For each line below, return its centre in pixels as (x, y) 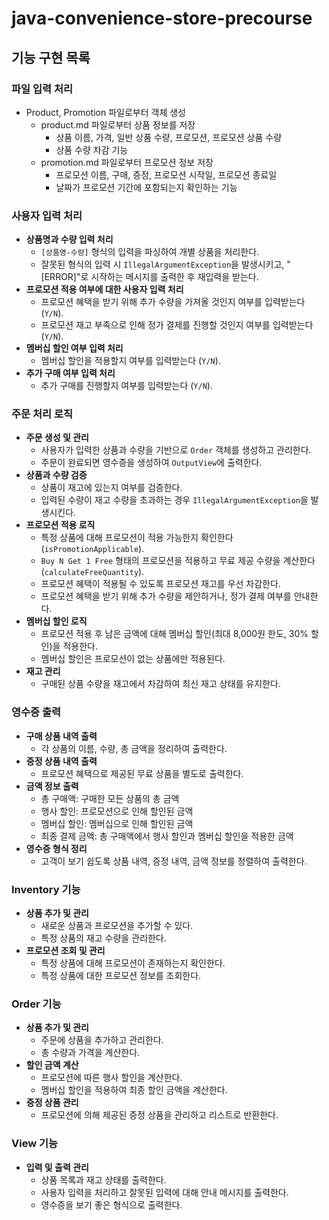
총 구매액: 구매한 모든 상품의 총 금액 (110, 798)
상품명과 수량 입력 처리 (69, 239)
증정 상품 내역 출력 (61, 761)
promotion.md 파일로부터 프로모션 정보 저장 (127, 162)
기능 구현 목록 (51, 57)
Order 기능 (36, 1004)
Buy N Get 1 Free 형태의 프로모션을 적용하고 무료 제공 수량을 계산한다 (178, 561)
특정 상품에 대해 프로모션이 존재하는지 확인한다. (133, 963)
